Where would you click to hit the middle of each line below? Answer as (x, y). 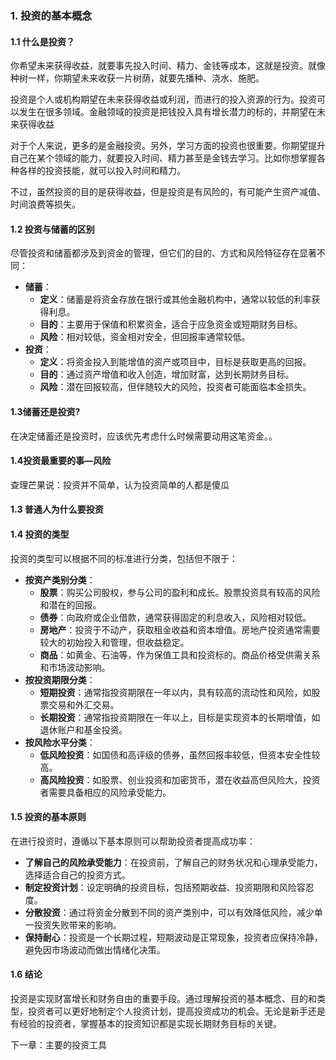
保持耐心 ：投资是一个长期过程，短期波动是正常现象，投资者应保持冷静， (173, 937)
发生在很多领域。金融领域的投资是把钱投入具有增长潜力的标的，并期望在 (167, 112)
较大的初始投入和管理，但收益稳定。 (114, 642)
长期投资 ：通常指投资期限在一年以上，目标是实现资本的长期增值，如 (180, 717)
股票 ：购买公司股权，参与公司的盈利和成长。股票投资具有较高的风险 (180, 592)
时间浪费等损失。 (45, 204)
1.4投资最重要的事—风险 (61, 461)
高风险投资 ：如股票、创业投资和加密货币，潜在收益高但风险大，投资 (180, 779)
